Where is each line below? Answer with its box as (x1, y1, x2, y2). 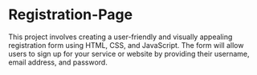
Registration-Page (8, 6, 133, 24)
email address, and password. (8, 57, 108, 67)
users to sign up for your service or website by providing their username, (8, 49, 251, 58)
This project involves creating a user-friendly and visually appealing (8, 32, 233, 41)
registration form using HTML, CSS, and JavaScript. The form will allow (8, 40, 244, 49)
